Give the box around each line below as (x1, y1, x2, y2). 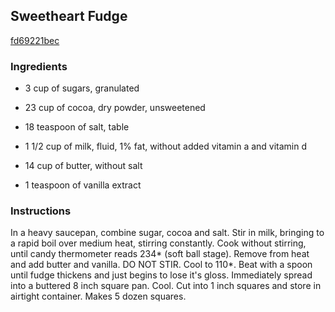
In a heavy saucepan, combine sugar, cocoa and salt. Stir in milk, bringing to (10, 227, 325, 239)
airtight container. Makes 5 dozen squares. (10, 290, 187, 303)
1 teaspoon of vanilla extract (24, 179, 142, 191)
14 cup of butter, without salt (24, 160, 143, 172)
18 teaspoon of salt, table (24, 121, 130, 133)
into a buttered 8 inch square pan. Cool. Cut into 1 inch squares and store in (10, 280, 322, 292)
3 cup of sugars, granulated (24, 82, 140, 94)
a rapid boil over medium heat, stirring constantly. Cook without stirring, (10, 237, 307, 249)
